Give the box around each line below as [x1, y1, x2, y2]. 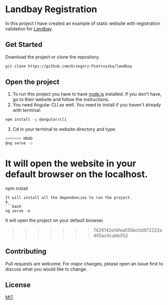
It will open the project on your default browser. [5, 217, 104, 223]
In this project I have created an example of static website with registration [5, 20, 161, 26]
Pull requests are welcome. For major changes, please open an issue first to [5, 260, 163, 266]
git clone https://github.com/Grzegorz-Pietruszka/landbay [5, 63, 133, 69]
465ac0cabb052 [93, 233, 129, 239]
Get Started [5, 41, 43, 49]
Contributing [5, 247, 47, 256]
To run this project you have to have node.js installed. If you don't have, [12, 91, 162, 97]
